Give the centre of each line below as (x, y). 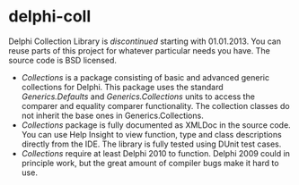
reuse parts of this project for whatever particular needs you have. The (139, 50)
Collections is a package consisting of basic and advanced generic (145, 77)
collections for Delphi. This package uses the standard (122, 87)
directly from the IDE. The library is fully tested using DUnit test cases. (151, 144)
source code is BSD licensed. (63, 60)
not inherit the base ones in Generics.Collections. (112, 115)
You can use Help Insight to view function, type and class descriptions (151, 134)
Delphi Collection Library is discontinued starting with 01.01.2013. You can (145, 41)
